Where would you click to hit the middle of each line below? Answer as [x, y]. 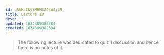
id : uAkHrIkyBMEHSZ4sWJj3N [34, 10]
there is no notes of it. [40, 48]
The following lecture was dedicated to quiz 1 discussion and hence [88, 42]
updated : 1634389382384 [30, 24]
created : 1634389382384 [30, 28]
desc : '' [14, 19]
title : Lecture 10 [25, 14]
